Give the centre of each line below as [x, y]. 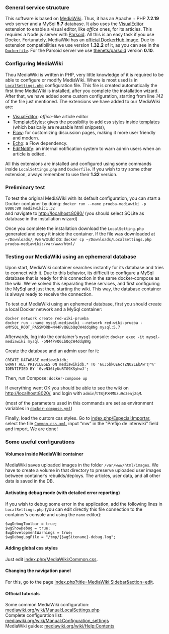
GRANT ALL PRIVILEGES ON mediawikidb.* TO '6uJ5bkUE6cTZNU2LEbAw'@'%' [81, 365]
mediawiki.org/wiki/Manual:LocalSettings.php [52, 610]
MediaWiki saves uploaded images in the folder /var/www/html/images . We [82, 465]
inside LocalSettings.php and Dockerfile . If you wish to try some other [79, 169]
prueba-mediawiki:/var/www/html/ [40, 244]
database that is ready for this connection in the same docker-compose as [82, 278]
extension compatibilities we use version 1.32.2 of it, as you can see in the [82, 45]
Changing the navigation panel [38, 571]
